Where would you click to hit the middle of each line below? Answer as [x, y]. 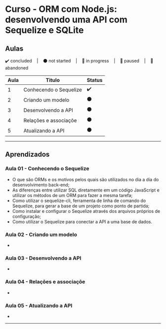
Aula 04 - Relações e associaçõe [45, 282]
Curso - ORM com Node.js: [61, 9]
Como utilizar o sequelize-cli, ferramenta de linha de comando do [79, 200]
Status [95, 80]
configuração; [26, 216]
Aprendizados [27, 155]
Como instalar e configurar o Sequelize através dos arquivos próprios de [86, 211]
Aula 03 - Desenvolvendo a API [43, 258]
